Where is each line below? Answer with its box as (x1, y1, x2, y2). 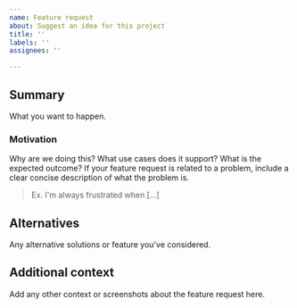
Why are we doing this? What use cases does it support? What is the (9, 154, 261, 164)
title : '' (9, 29, 46, 38)
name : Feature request (9, 12, 94, 22)
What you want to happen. (9, 111, 107, 121)
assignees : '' (9, 46, 62, 55)
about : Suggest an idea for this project (9, 21, 166, 30)
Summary (9, 87, 65, 103)
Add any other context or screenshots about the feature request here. (9, 288, 266, 299)
